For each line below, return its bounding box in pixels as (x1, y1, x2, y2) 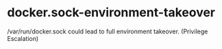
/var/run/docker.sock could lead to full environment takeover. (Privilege (7, 27, 208, 35)
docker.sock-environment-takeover (7, 5, 216, 20)
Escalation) (7, 34, 39, 42)
